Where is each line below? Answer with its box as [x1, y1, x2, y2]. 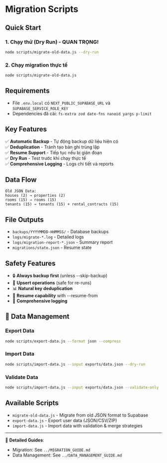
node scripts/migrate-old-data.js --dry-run [5, 49, 99, 54]
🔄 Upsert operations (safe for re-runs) [12, 280, 92, 286]
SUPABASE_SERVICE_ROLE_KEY [12, 106, 69, 111]
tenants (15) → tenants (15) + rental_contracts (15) [5, 202, 119, 207]
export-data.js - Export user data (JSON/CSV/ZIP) [12, 417, 117, 423]
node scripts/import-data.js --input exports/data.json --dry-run [5, 362, 146, 367]
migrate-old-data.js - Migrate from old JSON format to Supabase [12, 412, 148, 418]
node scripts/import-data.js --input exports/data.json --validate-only [5, 385, 159, 390]
